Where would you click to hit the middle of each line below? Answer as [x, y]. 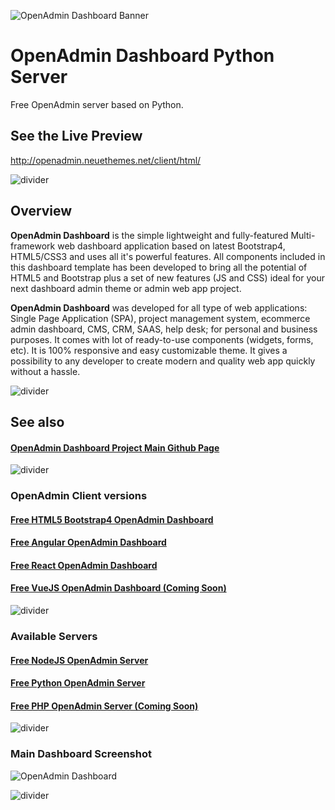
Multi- [303, 235]
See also [37, 421]
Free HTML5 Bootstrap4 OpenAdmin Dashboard [112, 519]
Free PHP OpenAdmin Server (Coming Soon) [104, 706]
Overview [41, 211]
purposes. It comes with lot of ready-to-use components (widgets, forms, [162, 339]
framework [33, 246]
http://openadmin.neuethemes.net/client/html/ [106, 160]
